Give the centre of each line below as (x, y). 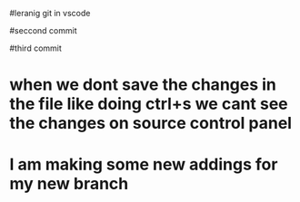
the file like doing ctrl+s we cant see (149, 104)
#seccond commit (43, 30)
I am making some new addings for (144, 164)
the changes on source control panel (151, 124)
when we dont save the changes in (143, 85)
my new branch (69, 184)
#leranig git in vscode (50, 13)
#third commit (35, 48)
